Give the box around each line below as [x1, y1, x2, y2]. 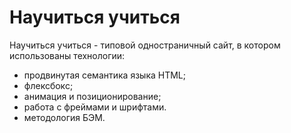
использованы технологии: [9, 49, 126, 61]
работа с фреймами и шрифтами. [23, 101, 167, 113]
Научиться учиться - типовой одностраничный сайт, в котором [9, 39, 281, 51]
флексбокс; [23, 79, 74, 91]
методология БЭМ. [23, 111, 106, 123]
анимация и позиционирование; [23, 90, 162, 102]
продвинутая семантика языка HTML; [23, 69, 186, 81]
